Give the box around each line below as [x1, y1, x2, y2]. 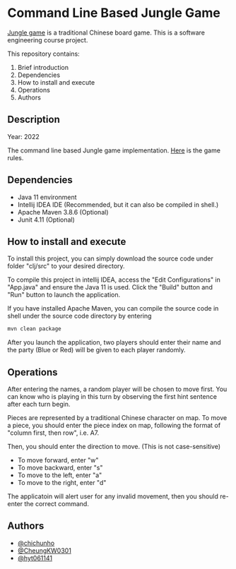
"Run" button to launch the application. [7, 291, 121, 299]
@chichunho [17, 539, 55, 547]
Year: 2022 [7, 132, 40, 140]
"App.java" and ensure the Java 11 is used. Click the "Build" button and [7, 283, 213, 292]
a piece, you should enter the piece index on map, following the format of [7, 421, 221, 430]
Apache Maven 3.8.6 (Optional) [17, 208, 109, 216]
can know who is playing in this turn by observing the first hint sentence [7, 393, 218, 401]
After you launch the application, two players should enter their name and [7, 338, 221, 347]
